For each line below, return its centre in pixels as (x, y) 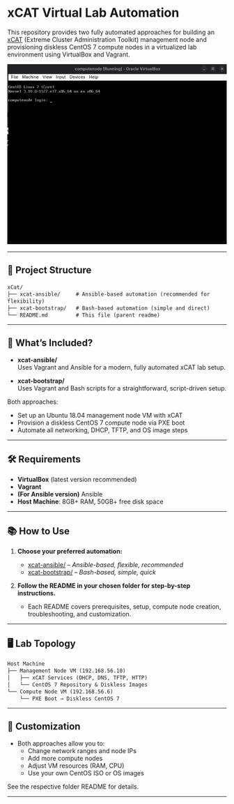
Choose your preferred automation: (70, 552)
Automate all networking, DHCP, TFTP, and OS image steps (102, 430)
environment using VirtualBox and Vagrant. (69, 54)
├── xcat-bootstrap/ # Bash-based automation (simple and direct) (109, 308)
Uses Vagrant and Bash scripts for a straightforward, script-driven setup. (122, 388)
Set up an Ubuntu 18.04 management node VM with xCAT (100, 415)
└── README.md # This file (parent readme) (84, 315)
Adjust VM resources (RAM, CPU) (76, 766)
